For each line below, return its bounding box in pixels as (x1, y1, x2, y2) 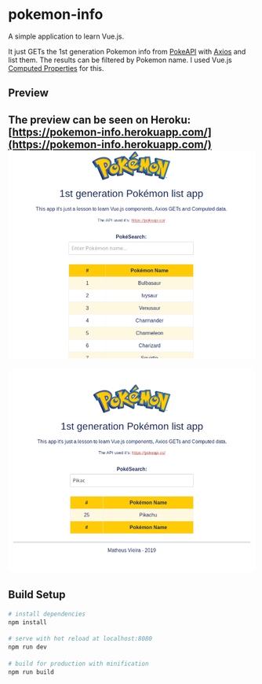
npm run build (8, 667, 55, 676)
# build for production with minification (8, 660, 149, 667)
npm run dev (8, 643, 47, 651)
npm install (8, 618, 47, 627)
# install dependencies (8, 610, 86, 618)
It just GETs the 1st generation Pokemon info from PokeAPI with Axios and (8, 46, 246, 56)
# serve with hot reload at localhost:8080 (8, 635, 153, 643)
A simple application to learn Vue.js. (8, 31, 125, 41)
